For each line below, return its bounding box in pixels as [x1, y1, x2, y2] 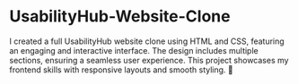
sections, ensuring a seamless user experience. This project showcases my [9, 55, 289, 65]
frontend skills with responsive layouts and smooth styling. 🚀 [9, 64, 233, 75]
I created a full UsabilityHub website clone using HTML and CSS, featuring [9, 36, 285, 46]
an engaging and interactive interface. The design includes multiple [9, 45, 259, 55]
